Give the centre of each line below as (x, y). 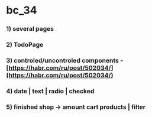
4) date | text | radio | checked (50, 91)
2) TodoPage (25, 45)
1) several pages (30, 29)
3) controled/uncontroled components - (65, 60)
